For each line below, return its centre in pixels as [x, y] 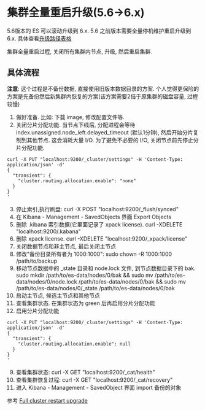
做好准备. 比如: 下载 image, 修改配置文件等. [70, 117]
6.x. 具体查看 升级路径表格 [39, 38]
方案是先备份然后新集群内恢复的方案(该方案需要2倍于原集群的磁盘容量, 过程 [102, 96]
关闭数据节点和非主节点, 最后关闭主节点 [66, 246]
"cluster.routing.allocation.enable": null [75, 344]
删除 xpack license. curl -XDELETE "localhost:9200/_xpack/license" [102, 238]
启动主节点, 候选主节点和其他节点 [58, 295]
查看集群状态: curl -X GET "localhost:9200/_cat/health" [85, 372]
